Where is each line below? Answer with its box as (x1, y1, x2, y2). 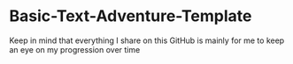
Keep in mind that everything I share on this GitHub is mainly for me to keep (9, 35, 285, 46)
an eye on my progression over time (9, 44, 141, 54)
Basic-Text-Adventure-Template (9, 6, 252, 26)
